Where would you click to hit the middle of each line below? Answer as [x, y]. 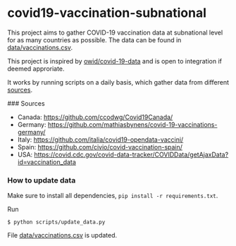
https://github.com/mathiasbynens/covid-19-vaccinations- [132, 124]
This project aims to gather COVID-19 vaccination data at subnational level [115, 32]
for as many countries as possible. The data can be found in [94, 39]
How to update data [42, 180]
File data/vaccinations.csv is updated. [62, 235]
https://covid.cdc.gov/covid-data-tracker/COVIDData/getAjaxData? [131, 154]
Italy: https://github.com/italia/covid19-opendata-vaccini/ [100, 140]
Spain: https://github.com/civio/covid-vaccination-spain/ [100, 147]
